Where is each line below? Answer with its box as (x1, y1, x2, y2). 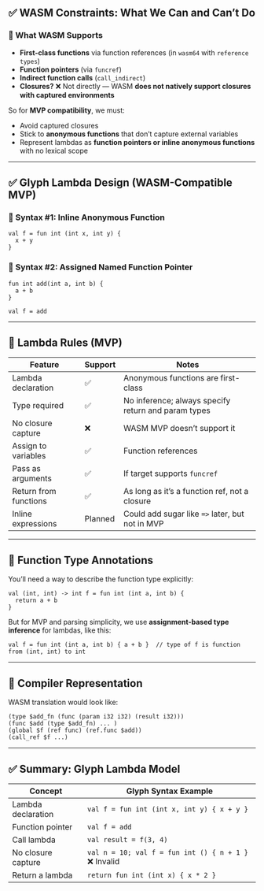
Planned (84, 514, 115, 525)
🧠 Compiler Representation (8, 677, 143, 690)
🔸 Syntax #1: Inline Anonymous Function (8, 212, 165, 223)
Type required (12, 400, 64, 411)
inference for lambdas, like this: (8, 626, 112, 635)
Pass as (12, 463, 41, 474)
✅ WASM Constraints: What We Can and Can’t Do (8, 6, 255, 20)
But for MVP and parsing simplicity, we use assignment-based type (8, 618, 229, 627)
